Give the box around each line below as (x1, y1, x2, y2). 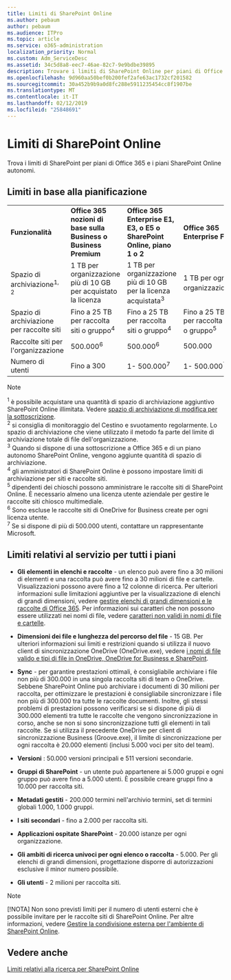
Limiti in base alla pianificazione (7, 186, 148, 198)
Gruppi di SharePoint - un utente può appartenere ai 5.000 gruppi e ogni (16, 767, 224, 776)
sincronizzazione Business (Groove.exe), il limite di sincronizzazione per (16, 733, 222, 741)
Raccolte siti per (10, 337, 63, 347)
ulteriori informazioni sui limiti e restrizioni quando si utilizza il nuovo (16, 639, 211, 648)
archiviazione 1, (10, 278, 60, 289)
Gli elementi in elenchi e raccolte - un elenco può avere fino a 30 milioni (16, 567, 223, 576)
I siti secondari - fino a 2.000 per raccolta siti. (16, 816, 148, 824)
